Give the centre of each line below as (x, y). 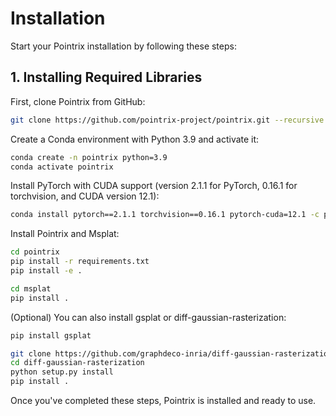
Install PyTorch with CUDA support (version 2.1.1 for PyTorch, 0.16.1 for (154, 186)
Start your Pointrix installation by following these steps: (123, 46)
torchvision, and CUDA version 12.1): (85, 196)
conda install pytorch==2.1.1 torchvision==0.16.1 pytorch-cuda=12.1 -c (165, 215)
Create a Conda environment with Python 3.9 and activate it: (135, 139)
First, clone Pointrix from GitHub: (78, 101)
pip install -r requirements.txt (80, 262)
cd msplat (31, 288)
